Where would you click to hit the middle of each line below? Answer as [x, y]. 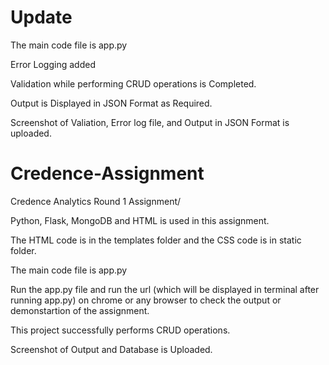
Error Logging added [53, 64]
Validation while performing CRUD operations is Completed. [133, 83]
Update [41, 17]
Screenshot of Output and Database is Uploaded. [111, 349]
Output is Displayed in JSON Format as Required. [111, 103]
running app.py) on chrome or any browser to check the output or [146, 300]
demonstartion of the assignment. [80, 310]
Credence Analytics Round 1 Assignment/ [96, 201]
